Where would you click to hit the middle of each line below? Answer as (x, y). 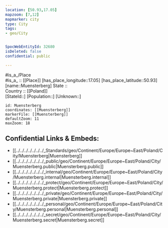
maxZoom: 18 (18, 123)
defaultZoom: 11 (22, 119)
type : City (17, 24)
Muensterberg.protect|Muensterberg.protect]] (60, 188)
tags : (11, 29)
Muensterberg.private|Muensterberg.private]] (60, 199)
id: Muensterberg (23, 105)
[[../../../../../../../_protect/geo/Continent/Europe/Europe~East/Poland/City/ (88, 183)
